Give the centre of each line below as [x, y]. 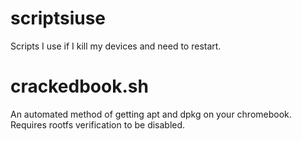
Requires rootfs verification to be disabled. [98, 124]
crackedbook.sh [79, 86]
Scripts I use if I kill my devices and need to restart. [116, 46]
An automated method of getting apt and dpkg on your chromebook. [151, 114]
